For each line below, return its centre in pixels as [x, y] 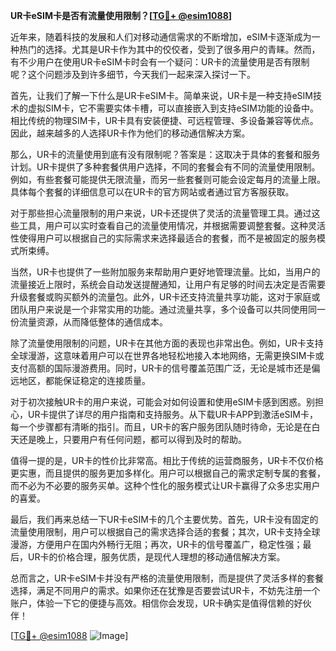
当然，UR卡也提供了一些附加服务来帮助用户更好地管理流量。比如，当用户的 [165, 272]
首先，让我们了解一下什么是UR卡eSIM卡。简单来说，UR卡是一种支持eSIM [161, 95]
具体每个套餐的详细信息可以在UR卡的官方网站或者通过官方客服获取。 [152, 192]
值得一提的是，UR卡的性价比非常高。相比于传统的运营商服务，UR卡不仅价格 [167, 460]
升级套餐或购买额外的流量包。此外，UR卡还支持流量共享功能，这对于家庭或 [165, 297]
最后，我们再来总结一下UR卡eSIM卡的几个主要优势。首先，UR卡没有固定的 [164, 519]
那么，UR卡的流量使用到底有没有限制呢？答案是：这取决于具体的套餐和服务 [165, 154]
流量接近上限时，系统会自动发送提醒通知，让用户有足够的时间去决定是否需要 [168, 284]
